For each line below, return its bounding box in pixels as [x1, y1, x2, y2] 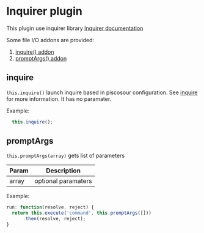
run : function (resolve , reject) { [6, 204, 95, 210]
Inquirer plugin [6, 4, 82, 18]
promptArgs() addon [15, 54, 67, 62]
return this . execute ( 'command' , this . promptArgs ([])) [12, 210, 151, 216]
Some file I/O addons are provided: [6, 36, 95, 43]
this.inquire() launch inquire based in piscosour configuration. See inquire [6, 89, 198, 96]
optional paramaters [34, 177, 93, 185]
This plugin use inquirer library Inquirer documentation [6, 24, 144, 32]
